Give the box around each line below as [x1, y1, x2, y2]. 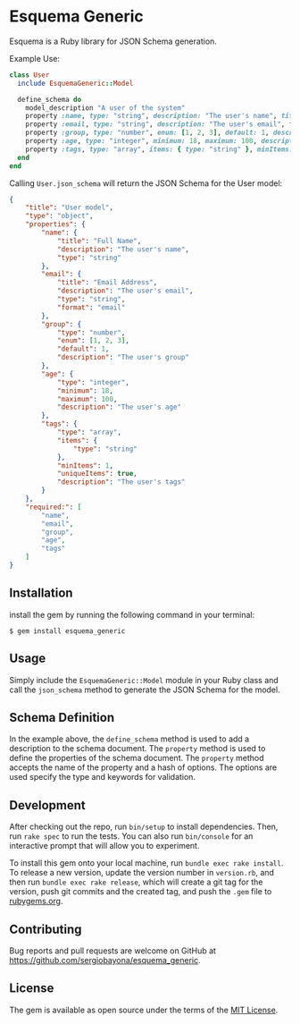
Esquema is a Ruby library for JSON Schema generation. [9, 36, 217, 47]
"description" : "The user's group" [56, 353, 190, 362]
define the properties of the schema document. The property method [9, 753, 265, 764]
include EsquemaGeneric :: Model [17, 79, 134, 88]
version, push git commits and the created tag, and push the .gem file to [9, 886, 272, 897]
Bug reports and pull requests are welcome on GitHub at [9, 945, 217, 956]
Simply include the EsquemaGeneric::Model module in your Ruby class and [9, 674, 279, 685]
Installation [9, 586, 73, 601]
